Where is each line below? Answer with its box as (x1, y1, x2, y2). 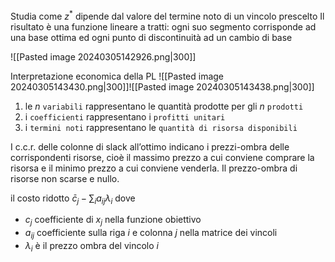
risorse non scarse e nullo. (10, 172, 120, 184)
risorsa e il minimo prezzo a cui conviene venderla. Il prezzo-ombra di (10, 162, 298, 174)
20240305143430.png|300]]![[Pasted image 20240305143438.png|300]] (10, 80, 315, 93)
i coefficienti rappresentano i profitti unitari (24, 110, 226, 123)
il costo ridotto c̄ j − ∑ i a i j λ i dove (10, 192, 136, 206)
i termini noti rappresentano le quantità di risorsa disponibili (24, 121, 298, 133)
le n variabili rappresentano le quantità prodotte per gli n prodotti (24, 100, 304, 112)
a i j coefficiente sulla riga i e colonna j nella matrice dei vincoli (24, 227, 278, 241)
